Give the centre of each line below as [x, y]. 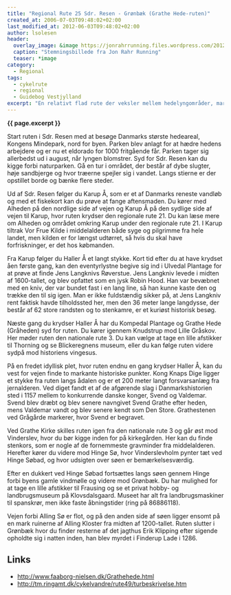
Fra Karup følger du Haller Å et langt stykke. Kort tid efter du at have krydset [115, 258]
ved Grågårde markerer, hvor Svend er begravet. [76, 417]
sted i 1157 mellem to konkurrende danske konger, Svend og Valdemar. [107, 395]
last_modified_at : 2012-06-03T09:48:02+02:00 [73, 26]
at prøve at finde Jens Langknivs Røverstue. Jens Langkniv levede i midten [113, 273]
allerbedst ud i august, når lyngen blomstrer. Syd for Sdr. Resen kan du [107, 158]
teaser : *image [35, 59]
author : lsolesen [32, 33]
